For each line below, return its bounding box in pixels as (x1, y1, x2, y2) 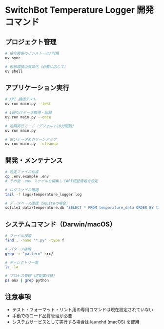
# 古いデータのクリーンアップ (5, 137, 57, 142)
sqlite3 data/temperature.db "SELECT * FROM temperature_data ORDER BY (5, 205, 154, 210)
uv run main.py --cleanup (5, 141, 58, 147)
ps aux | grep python (5, 278, 49, 283)
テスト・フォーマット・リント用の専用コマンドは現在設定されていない (12, 307, 154, 312)
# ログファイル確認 (5, 187, 39, 192)
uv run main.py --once (5, 114, 51, 120)
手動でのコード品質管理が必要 (12, 312, 72, 318)
